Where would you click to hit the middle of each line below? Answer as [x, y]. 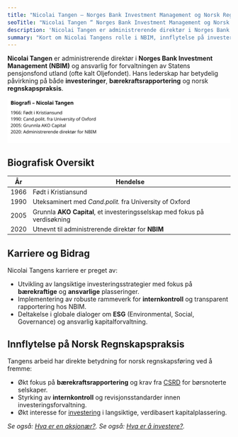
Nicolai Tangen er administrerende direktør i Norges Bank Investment [110, 58]
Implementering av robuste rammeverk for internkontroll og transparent [123, 299]
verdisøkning [52, 219]
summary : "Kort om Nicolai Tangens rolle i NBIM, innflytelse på [106, 38]
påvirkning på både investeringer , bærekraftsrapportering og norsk [108, 81]
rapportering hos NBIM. [52, 307]
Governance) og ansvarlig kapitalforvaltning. [83, 322]
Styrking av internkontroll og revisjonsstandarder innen [99, 397]
